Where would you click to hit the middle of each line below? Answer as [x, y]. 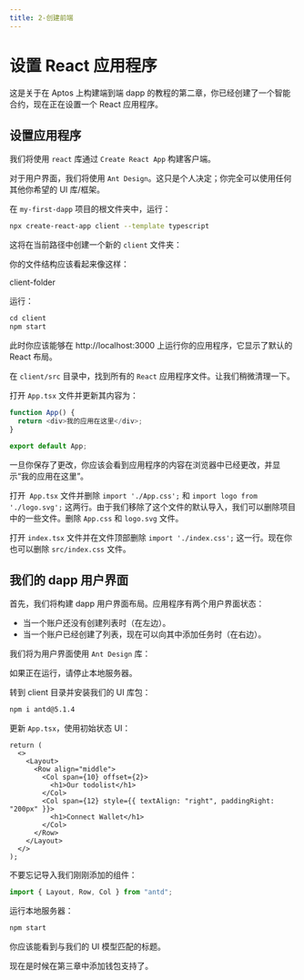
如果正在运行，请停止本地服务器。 [73, 673]
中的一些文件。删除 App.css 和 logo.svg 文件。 [96, 518]
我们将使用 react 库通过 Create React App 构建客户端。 [113, 159]
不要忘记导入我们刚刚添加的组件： [73, 875]
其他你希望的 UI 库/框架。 [57, 190]
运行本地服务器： [41, 911]
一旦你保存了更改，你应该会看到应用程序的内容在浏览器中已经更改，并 [141, 464]
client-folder [33, 282]
